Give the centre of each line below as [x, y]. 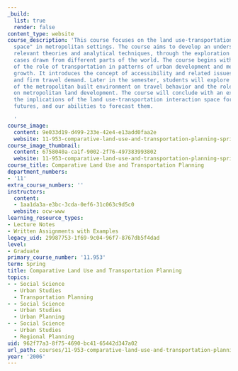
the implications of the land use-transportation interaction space [117, 100]
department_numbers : [38, 172]
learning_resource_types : [45, 218]
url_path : [22, 350]
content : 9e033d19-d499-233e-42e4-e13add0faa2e [85, 132]
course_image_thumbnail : [44, 145]
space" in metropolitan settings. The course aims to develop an [112, 47]
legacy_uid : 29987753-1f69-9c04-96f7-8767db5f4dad [84, 238]
